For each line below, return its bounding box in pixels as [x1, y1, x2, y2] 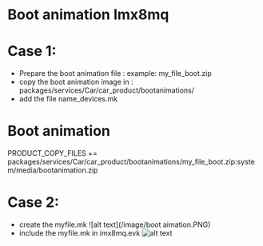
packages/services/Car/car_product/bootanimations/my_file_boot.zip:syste [7, 157, 255, 167]
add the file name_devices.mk [18, 94, 118, 104]
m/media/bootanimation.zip [7, 165, 98, 175]
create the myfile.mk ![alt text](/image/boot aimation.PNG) [18, 220, 211, 229]
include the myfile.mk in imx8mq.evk [18, 228, 141, 237]
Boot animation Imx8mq [7, 6, 169, 24]
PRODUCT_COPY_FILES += [7, 149, 98, 158]
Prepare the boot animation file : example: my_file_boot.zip [18, 69, 213, 78]
